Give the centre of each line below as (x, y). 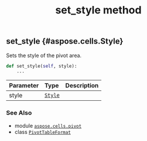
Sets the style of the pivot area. (44, 55)
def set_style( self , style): (42, 66)
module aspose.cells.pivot (48, 125)
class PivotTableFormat (43, 132)
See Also (19, 113)
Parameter (24, 86)
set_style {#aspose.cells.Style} (65, 41)
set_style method (98, 10)
